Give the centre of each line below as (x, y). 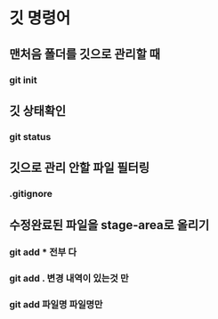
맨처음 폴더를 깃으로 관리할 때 (85, 54)
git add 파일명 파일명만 (56, 305)
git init (23, 79)
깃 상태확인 (38, 111)
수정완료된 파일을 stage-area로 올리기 (109, 225)
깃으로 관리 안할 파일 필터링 (79, 168)
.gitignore (31, 194)
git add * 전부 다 (43, 252)
